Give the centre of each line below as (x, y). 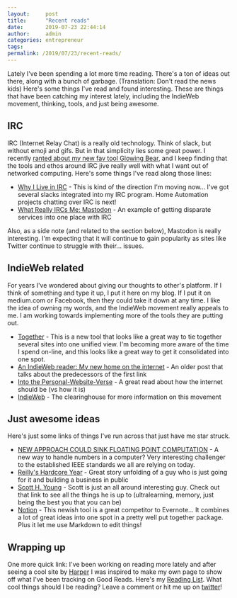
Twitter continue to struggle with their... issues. (76, 246)
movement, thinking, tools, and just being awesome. (83, 103)
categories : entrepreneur (45, 40)
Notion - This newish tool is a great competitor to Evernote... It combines (123, 510)
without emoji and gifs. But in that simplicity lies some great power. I (106, 150)
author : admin (34, 34)
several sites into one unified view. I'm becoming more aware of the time (123, 344)
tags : (15, 47)
